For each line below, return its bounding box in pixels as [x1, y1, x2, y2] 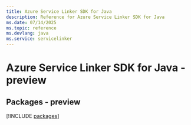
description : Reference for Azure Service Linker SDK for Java [6, 14, 165, 20]
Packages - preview [6, 97, 81, 107]
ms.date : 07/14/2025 [6, 19, 57, 25]
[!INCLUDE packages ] [6, 113, 60, 119]
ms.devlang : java [6, 31, 49, 36]
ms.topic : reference [6, 25, 57, 31]
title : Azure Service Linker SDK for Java [6, 8, 112, 15]
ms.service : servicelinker [6, 36, 73, 42]
